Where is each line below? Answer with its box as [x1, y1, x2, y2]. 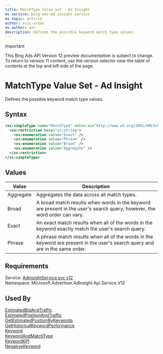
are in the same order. [36, 245, 86, 252]
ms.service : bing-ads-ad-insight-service [5, 12, 90, 17]
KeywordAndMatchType [5, 333, 53, 339]
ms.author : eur [5, 25, 36, 30]
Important [5, 43, 25, 49]
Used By [5, 294, 31, 302]
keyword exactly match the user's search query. [36, 225, 146, 232]
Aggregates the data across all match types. [36, 191, 137, 198]
